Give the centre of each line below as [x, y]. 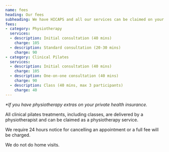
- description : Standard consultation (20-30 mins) [66, 48]
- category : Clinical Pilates [37, 57]
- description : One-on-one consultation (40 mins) [64, 76]
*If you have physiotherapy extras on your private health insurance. [76, 104]
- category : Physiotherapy [34, 29]
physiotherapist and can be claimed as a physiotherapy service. [72, 120]
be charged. [18, 135]
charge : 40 [26, 90]
